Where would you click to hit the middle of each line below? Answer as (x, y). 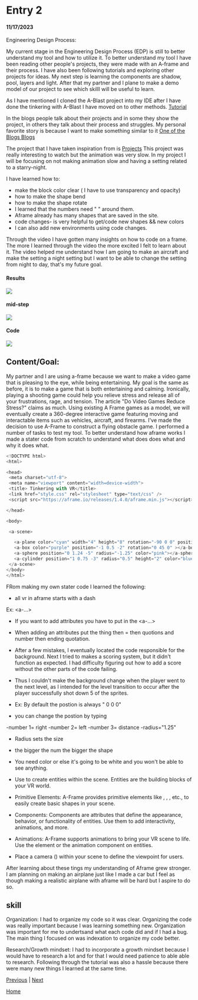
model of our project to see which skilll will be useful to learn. (80, 89)
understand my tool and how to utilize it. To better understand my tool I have (99, 58)
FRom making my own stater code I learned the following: (76, 587)
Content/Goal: (33, 362)
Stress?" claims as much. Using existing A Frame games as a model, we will (98, 408)
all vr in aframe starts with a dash (55, 598)
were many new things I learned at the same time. (67, 969)
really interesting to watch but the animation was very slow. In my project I (96, 155)
